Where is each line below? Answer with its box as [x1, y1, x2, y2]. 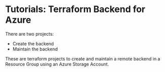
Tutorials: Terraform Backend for [5, 4, 145, 15]
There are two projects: [5, 31, 54, 37]
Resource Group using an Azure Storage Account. [5, 61, 109, 67]
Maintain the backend [12, 46, 58, 52]
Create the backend [12, 40, 54, 46]
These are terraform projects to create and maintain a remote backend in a [5, 55, 160, 61]
